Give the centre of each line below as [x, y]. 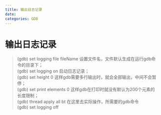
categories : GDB [21, 19]
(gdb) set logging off [38, 107]
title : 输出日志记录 [24, 10]
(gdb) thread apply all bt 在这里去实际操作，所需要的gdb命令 [78, 102]
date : [10, 14]
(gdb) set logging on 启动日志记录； [53, 71]
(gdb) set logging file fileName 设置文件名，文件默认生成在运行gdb [84, 59]
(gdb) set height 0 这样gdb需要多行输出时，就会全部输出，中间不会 [84, 77]
